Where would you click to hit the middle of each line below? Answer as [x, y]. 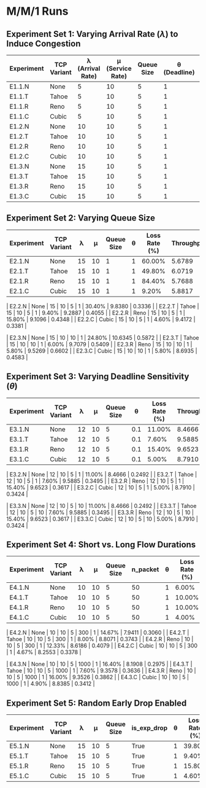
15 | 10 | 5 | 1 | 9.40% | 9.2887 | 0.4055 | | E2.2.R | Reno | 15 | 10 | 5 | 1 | [96, 313]
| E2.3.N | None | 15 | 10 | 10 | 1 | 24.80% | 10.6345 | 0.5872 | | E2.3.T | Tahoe [103, 337]
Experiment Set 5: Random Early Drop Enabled [97, 703]
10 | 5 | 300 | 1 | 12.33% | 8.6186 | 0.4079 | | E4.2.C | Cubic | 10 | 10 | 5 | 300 [102, 646]
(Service [119, 68]
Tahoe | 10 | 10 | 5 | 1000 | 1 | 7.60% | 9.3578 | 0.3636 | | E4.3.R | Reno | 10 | [101, 671]
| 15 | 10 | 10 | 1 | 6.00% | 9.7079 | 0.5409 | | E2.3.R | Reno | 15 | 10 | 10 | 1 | [99, 344]
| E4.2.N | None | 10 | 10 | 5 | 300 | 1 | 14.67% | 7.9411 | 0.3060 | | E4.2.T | [98, 633]
